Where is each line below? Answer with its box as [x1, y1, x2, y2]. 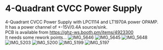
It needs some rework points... [5, 34, 67, 40]
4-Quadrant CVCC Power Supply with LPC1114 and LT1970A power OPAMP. [5, 19, 159, 25]
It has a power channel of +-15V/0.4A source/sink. [5, 24, 108, 30]
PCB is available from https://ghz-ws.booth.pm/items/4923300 [5, 29, 134, 35]
